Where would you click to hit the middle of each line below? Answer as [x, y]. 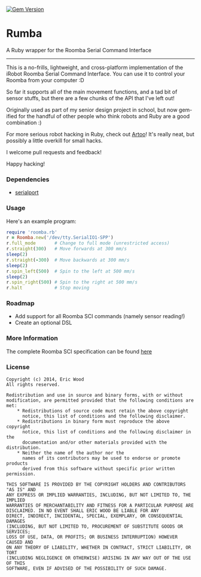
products [17, 464]
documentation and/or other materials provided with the [95, 443]
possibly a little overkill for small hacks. [54, 140]
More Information [32, 338]
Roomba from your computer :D [45, 80]
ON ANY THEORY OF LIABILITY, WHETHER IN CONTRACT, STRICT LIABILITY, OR [99, 548]
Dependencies [28, 179]
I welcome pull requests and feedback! [54, 152]
